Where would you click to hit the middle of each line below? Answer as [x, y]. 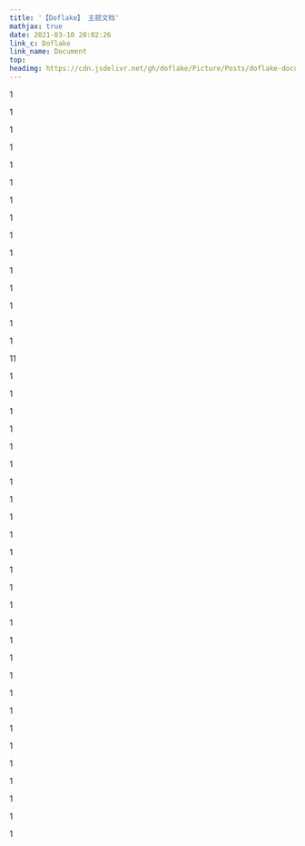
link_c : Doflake [40, 43]
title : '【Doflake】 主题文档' [64, 18]
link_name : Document [49, 52]
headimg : [26, 69]
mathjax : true [36, 26]
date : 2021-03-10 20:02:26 [60, 35]
